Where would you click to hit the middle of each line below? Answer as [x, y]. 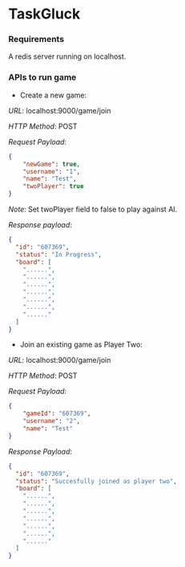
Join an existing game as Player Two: [81, 345]
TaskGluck [44, 14]
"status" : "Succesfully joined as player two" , [97, 481]
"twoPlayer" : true [53, 187]
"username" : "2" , [52, 421]
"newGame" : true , [52, 164]
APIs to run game [42, 77]
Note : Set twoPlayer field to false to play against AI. [93, 209]
